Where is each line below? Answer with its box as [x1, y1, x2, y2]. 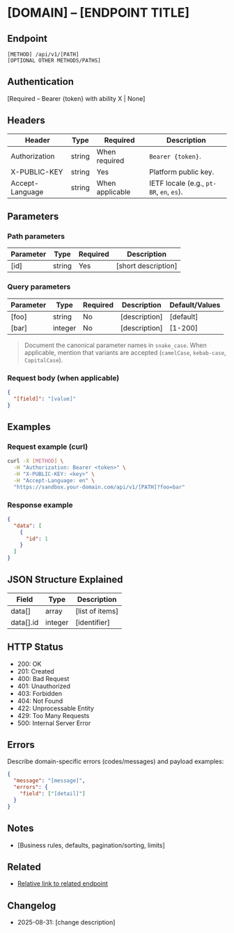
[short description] [116, 261, 178, 271]
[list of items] [75, 606, 119, 616]
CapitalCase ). [24, 356, 63, 364]
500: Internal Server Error [17, 719, 91, 727]
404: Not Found [17, 696, 63, 705]
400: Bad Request [17, 674, 70, 683]
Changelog [7, 900, 56, 911]
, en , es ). [156, 186, 183, 196]
